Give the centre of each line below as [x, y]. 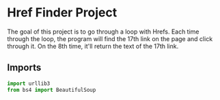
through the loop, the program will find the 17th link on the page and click [110, 38]
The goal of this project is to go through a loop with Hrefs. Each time [103, 32]
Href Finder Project [62, 13]
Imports [24, 67]
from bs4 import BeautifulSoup [52, 90]
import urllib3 [29, 84]
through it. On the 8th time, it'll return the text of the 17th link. [93, 46]
